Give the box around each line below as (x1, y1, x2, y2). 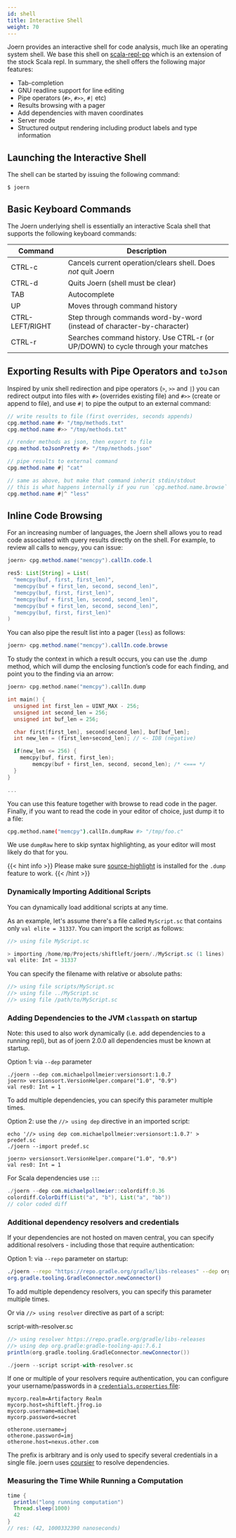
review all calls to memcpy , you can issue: (7, 543, 123, 552)
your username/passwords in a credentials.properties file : (7, 1382, 181, 1390)
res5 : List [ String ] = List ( (7, 570, 90, 577)
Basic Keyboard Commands (7, 203, 131, 215)
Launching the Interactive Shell (7, 151, 147, 163)
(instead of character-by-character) (67, 321, 190, 331)
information (17, 131, 51, 139)
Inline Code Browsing (7, 509, 103, 521)
